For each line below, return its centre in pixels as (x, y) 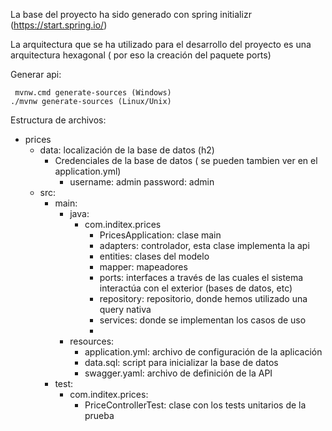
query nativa (125, 309)
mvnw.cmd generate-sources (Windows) (93, 93)
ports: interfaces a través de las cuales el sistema (201, 277)
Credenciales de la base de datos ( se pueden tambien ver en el (186, 160)
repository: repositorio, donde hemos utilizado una (203, 298)
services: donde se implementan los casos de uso (203, 320)
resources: (92, 341)
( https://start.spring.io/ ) (59, 25)
